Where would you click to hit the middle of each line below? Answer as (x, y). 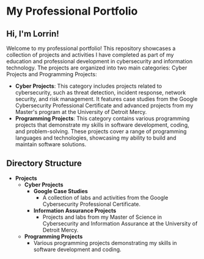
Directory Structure (44, 164)
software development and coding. (77, 249)
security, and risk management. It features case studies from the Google (106, 99)
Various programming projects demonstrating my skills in (105, 243)
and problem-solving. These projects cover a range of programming (101, 131)
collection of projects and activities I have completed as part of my (90, 55)
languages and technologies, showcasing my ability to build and (96, 138)
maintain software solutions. (51, 144)
